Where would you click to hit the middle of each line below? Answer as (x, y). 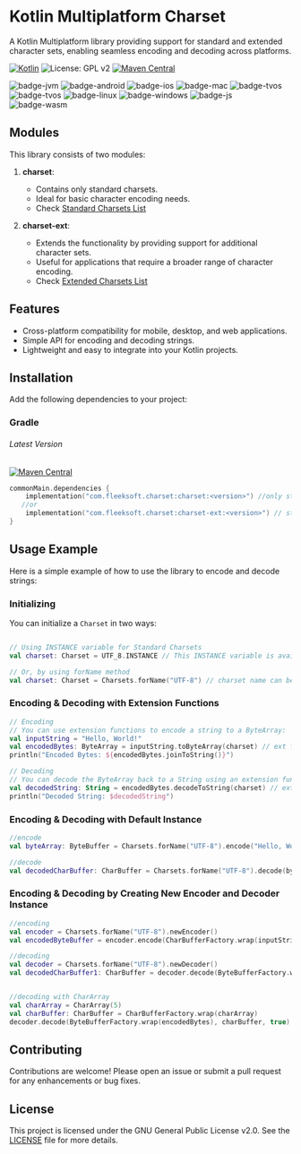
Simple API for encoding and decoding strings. (108, 340)
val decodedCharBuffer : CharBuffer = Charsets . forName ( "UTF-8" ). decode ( (148, 871)
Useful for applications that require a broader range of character (154, 262)
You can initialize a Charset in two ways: (83, 623)
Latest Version (36, 444)
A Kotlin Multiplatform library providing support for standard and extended (146, 41)
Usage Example (54, 550)
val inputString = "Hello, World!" (76, 738)
